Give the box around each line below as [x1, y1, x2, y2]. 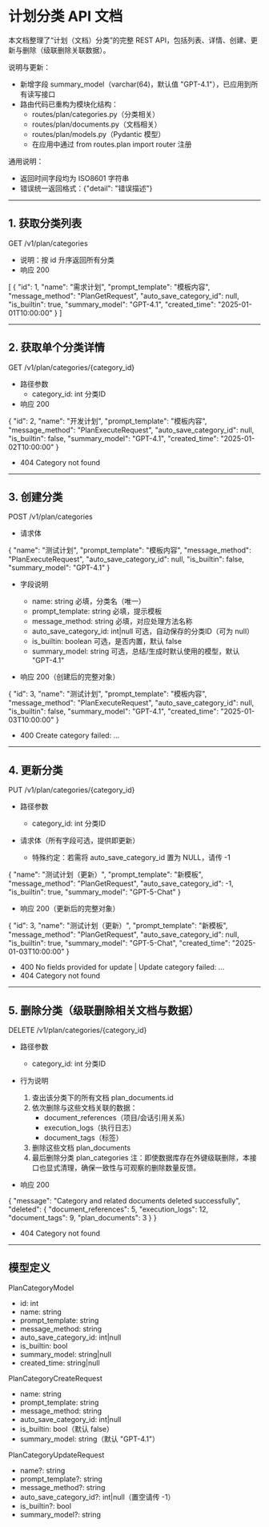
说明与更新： [8, 62, 50, 72]
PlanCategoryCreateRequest [8, 1373, 102, 1383]
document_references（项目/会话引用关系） [43, 1113, 190, 1122]
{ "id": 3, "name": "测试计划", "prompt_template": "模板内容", [8, 689, 207, 699]
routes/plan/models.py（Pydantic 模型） [31, 129, 166, 139]
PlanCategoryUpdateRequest [8, 1450, 105, 1460]
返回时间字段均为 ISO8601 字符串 [19, 173, 130, 183]
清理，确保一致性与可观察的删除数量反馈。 [59, 1163, 201, 1172]
